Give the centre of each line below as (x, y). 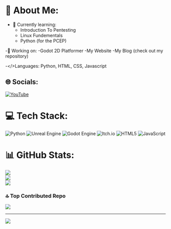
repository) (17, 56)
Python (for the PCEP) (44, 41)
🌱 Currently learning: (34, 24)
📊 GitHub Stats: (40, 155)
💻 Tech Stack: (37, 116)
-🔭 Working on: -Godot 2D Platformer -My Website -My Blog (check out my (84, 50)
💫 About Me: (32, 10)
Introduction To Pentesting (48, 30)
